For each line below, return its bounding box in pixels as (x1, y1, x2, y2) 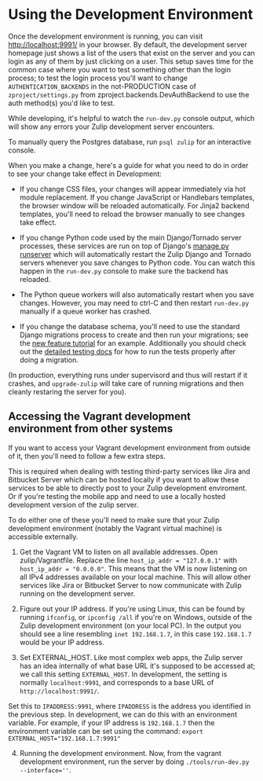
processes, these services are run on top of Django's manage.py (19, 241, 229, 251)
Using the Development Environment (8, 5, 254, 24)
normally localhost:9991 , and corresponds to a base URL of (19, 677, 214, 687)
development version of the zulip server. (8, 500, 139, 509)
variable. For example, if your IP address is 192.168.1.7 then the (8, 717, 215, 728)
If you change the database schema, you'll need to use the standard (19, 321, 240, 331)
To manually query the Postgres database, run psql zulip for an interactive (8, 137, 251, 146)
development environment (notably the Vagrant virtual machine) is (8, 523, 222, 533)
